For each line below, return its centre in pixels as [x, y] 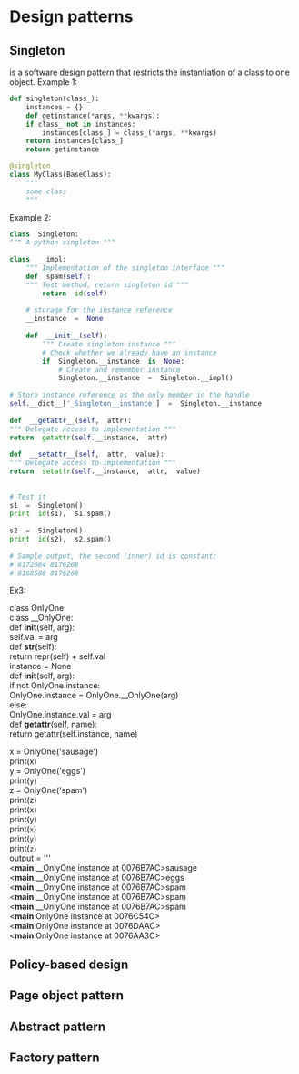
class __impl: [38, 260]
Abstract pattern [58, 1026]
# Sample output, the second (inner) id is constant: [114, 556]
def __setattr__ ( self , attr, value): [87, 454]
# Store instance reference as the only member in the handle [130, 395]
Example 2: [30, 217]
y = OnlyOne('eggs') [48, 771]
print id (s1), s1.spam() [60, 514]
